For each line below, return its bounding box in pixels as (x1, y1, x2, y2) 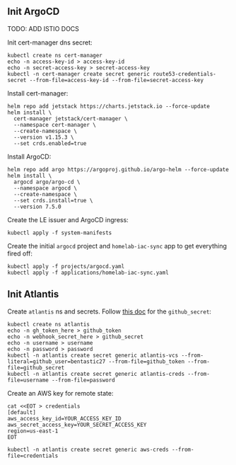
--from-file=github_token (108, 357, 185, 365)
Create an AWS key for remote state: (7, 389, 114, 397)
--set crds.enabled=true (13, 139, 87, 147)
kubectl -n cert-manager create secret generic (7, 70, 151, 77)
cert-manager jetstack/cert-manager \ (13, 115, 129, 122)
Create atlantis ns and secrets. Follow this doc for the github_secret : (7, 307, 212, 316)
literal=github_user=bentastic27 (7, 357, 106, 365)
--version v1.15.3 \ (13, 134, 74, 141)
